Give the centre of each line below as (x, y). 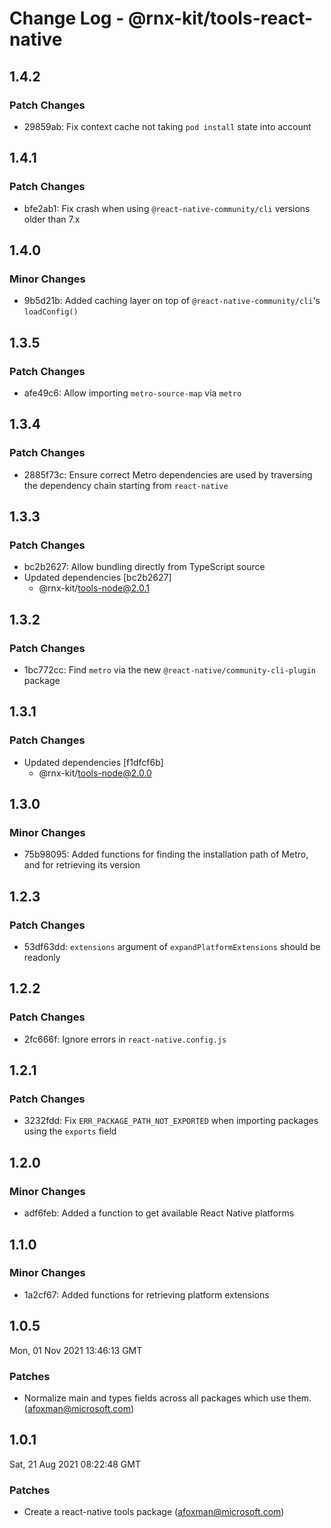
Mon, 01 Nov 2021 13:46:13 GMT (76, 1350)
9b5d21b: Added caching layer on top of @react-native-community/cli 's (172, 301)
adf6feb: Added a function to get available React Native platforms (159, 1213)
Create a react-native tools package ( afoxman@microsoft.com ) (154, 1512)
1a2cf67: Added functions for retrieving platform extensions (146, 1294)
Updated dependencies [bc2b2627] (97, 578)
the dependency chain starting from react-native (126, 485)
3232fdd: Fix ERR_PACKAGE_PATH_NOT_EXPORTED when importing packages (171, 1121)
